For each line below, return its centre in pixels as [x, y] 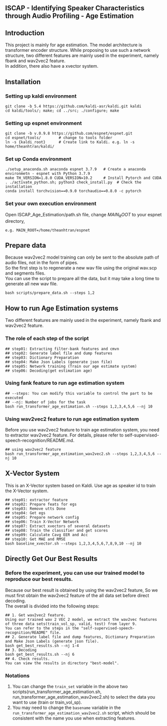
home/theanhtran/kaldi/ [30, 146]
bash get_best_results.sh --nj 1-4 [42, 646]
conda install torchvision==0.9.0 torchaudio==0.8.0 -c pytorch [73, 191]
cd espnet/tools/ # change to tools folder [59, 138]
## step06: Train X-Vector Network [42, 522]
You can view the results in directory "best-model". [62, 663]
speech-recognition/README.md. [40, 440]
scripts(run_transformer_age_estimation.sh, [57, 692]
